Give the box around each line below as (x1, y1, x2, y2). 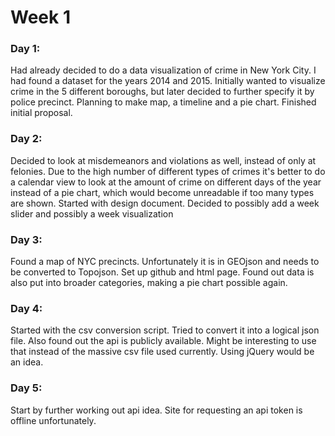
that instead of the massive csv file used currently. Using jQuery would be (10, 346, 315, 358)
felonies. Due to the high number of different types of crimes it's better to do (10, 165, 326, 177)
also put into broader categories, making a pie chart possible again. (10, 277, 288, 289)
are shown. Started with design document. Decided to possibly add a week (10, 197, 320, 209)
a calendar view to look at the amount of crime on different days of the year (10, 176, 322, 188)
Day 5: (10, 381, 43, 395)
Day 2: (10, 132, 43, 146)
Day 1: (10, 42, 41, 56)
